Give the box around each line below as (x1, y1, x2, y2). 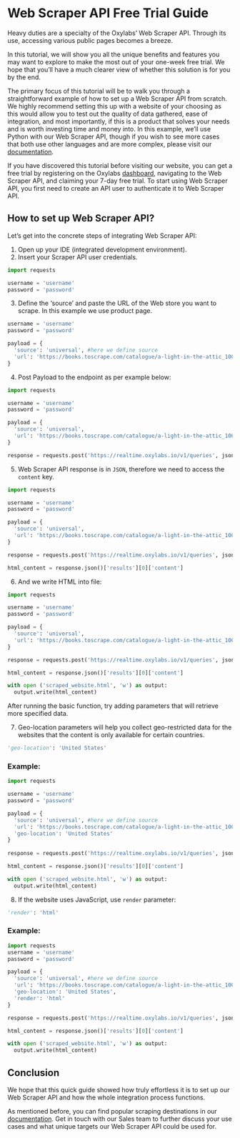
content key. (17, 472, 55, 481)
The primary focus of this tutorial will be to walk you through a (7, 86, 191, 95)
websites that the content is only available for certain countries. (17, 731, 205, 739)
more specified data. (7, 709, 69, 718)
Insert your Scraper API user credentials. (17, 252, 138, 261)
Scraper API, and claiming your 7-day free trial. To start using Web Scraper (7, 176, 228, 185)
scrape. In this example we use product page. (17, 306, 153, 315)
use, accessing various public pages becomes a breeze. (7, 36, 174, 44)
